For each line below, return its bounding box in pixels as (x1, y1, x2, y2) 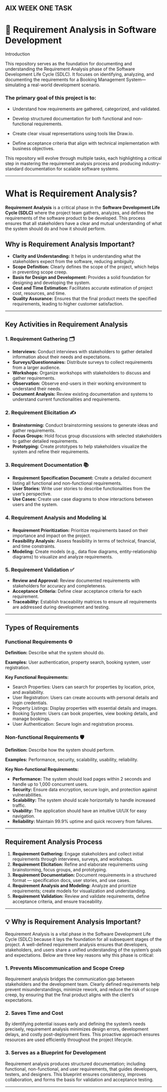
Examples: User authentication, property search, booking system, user (5, 659, 151, 665)
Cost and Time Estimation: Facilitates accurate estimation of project (12, 285, 153, 291)
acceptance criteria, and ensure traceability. (12, 898, 103, 905)
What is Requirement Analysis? (5, 188, 138, 199)
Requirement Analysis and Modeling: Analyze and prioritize (12, 883, 137, 889)
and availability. (12, 689, 45, 695)
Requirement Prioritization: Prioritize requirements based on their (12, 527, 148, 533)
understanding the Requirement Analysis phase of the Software (5, 66, 135, 72)
